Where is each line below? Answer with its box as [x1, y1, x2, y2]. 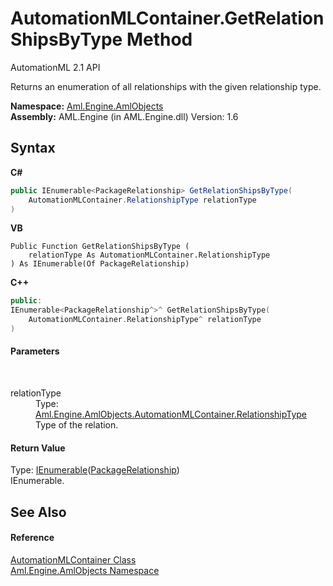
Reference [10, 532, 55, 544]
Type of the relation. [35, 419, 119, 431]
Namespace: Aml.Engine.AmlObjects [10, 100, 164, 112]
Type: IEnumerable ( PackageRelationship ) [10, 464, 180, 476]
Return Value [10, 442, 66, 454]
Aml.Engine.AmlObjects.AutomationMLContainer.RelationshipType [35, 408, 307, 421]
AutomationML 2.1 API [10, 61, 101, 73]
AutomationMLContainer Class [10, 553, 137, 566]
